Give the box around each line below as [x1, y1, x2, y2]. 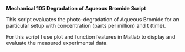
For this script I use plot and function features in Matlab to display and [6, 34, 176, 40]
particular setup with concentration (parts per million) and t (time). [6, 23, 166, 29]
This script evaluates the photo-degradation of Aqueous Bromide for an [6, 16, 179, 23]
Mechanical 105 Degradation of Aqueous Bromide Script [6, 5, 146, 12]
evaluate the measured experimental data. [6, 40, 108, 46]
